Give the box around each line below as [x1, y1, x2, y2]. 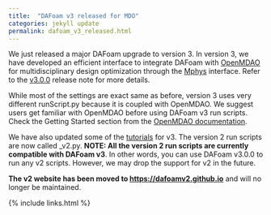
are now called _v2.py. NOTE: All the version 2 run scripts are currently [8, 141, 249, 151]
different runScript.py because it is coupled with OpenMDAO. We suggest [8, 99, 253, 110]
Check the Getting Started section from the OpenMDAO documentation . [8, 117, 248, 127]
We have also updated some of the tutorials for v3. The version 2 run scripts [8, 132, 263, 142]
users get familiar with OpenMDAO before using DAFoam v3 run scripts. [8, 108, 248, 118]
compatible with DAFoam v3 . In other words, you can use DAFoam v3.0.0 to [8, 149, 264, 159]
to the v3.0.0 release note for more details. [8, 75, 150, 85]
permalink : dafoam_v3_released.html [8, 27, 132, 35]
